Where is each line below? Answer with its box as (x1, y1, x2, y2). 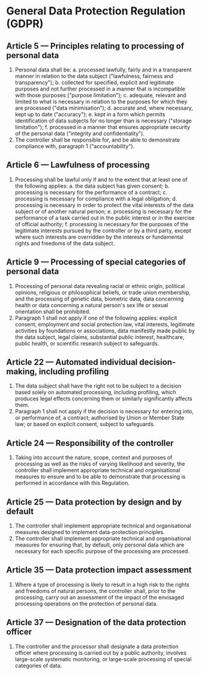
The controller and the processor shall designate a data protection (14, 643, 179, 650)
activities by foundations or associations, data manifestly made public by (14, 327, 195, 334)
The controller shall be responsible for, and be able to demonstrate (14, 136, 180, 143)
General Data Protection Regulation (6, 4, 186, 18)
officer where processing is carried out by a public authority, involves (14, 649, 187, 656)
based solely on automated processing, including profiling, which (14, 389, 176, 396)
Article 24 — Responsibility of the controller (6, 438, 174, 448)
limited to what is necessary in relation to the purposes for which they (14, 98, 188, 105)
